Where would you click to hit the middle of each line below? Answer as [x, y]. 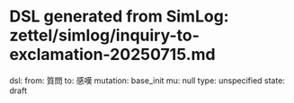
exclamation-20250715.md [112, 55]
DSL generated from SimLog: [119, 17]
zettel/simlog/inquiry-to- [104, 35]
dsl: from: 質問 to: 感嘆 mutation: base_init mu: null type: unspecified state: [147, 80]
